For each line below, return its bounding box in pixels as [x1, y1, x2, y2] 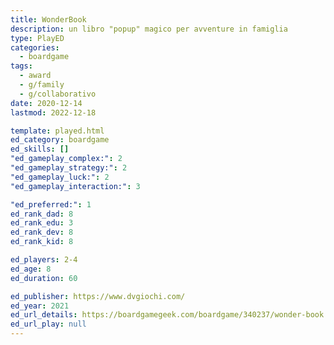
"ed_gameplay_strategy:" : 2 [10, 163, 128, 173]
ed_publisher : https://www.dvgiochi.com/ [10, 291, 186, 301]
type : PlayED [10, 33, 65, 43]
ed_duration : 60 [10, 273, 78, 283]
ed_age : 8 [10, 264, 52, 274]
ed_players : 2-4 [10, 255, 78, 265]
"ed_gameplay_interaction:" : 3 [10, 181, 141, 191]
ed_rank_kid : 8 [10, 237, 74, 247]
